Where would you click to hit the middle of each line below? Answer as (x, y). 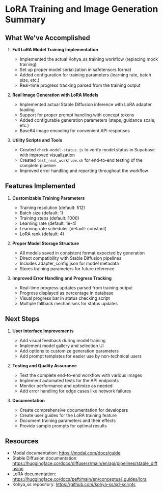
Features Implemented (41, 186)
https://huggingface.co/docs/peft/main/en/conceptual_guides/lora (79, 479)
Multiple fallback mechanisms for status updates (68, 303)
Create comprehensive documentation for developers (74, 410)
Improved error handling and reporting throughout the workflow (84, 171)
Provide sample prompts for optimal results (63, 425)
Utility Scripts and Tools (37, 140)
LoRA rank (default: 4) (42, 234)
